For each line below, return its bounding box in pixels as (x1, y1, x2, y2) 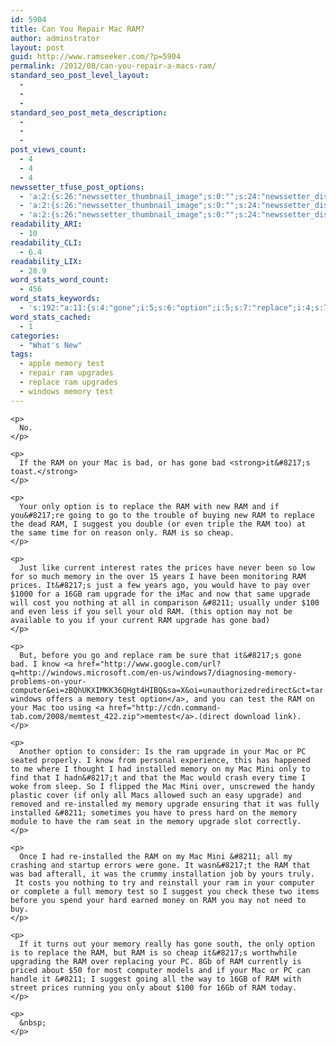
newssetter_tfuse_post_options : (10, 182, 145, 192)
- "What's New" (19, 340, 83, 350)
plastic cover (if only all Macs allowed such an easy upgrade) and (10, 790, 302, 800)
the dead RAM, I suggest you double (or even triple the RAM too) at (10, 519, 307, 529)
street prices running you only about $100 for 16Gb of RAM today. (10, 982, 298, 993)
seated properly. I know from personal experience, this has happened (10, 755, 311, 765)
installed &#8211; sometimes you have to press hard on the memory (10, 807, 298, 818)
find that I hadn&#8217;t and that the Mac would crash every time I (10, 772, 307, 783)
